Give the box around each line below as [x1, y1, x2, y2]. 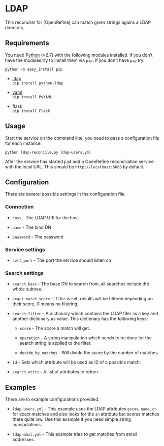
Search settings [5, 270, 44, 277]
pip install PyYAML [12, 94, 53, 99]
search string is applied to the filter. [19, 340, 92, 346]
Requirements [5, 39, 49, 47]
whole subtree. [12, 286, 43, 292]
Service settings [5, 246, 45, 253]
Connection [5, 203, 34, 210]
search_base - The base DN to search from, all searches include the [12, 281, 149, 287]
